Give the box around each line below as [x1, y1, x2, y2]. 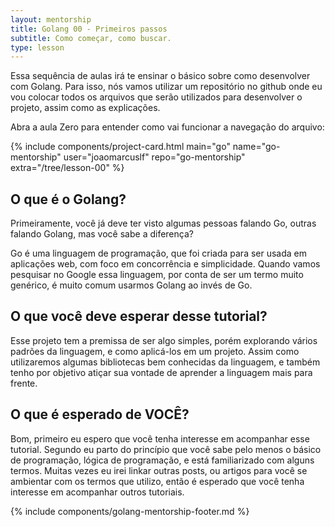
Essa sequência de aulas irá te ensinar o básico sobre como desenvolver [10, 70, 311, 82]
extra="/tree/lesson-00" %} [10, 162, 125, 174]
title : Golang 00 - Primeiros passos [10, 24, 168, 34]
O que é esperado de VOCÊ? [10, 406, 190, 423]
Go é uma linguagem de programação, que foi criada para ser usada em [10, 247, 308, 260]
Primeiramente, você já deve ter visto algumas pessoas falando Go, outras [10, 217, 317, 230]
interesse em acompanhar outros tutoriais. [10, 486, 185, 498]
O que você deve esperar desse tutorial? [10, 308, 268, 325]
